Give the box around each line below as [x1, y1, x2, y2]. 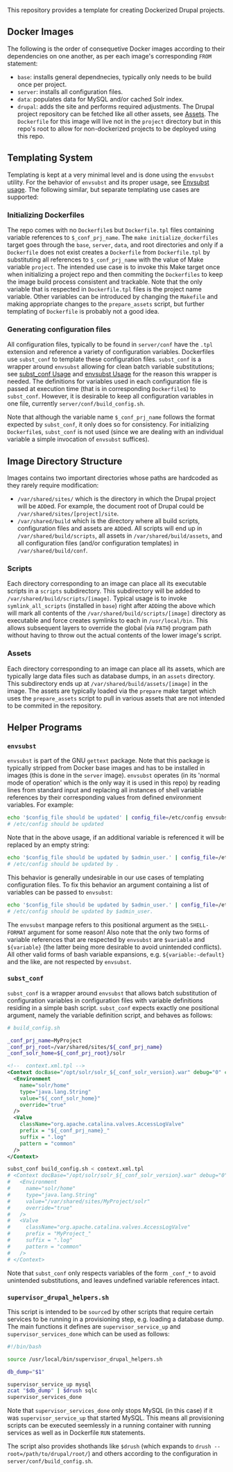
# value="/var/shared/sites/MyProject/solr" [7, 1198, 150, 1205]
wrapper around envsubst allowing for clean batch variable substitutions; [7, 362, 215, 371]
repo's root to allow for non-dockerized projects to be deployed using [17, 125, 216, 133]
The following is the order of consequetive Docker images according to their [7, 45, 225, 53]
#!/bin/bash [7, 1343, 42, 1350]
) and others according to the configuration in [87, 1450, 218, 1458]
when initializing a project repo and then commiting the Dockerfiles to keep [7, 270, 223, 278]
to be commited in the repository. [7, 701, 102, 710]
